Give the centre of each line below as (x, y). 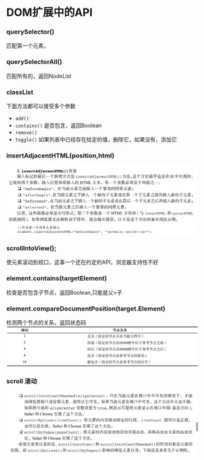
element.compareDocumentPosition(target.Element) (86, 309)
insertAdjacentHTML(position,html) (60, 156)
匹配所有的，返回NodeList (39, 76)
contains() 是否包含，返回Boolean (58, 126)
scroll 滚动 (22, 382)
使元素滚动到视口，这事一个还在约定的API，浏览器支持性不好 (83, 263)
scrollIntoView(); (31, 248)
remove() (26, 133)
